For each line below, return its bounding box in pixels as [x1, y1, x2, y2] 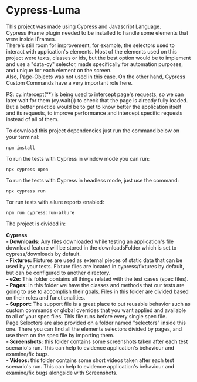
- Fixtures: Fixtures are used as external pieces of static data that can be [6, 257, 183, 264]
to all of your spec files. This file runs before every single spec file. [6, 313, 167, 320]
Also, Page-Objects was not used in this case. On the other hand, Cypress [6, 73, 186, 80]
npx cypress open [6, 166, 49, 172]
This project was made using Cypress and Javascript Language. [6, 23, 161, 30]
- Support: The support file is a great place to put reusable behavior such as [6, 300, 191, 307]
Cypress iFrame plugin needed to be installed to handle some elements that [6, 29, 189, 36]
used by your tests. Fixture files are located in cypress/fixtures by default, [6, 263, 185, 270]
